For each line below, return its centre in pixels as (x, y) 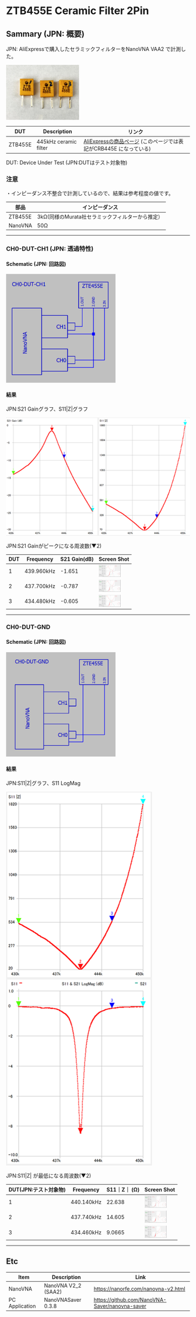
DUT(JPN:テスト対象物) (37, 1190)
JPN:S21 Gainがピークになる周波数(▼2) (54, 545)
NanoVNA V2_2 (63, 1286)
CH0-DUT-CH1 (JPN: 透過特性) (50, 248)
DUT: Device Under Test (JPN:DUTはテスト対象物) (67, 163)
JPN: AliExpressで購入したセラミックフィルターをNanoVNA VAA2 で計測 (94, 49)
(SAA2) (53, 1292)
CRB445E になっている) (123, 148)
